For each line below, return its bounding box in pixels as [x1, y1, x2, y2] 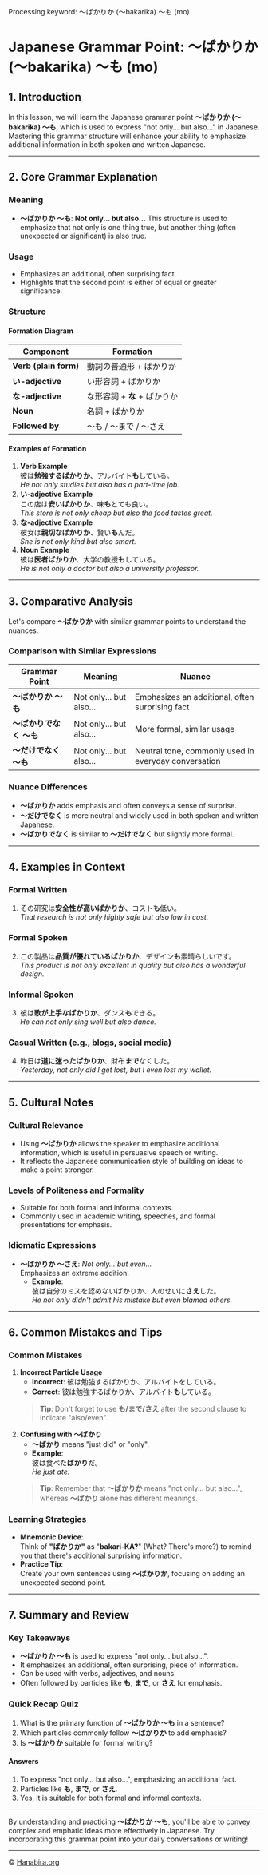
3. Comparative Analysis [8, 594, 133, 608]
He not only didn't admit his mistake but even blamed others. [31, 1295, 233, 1305]
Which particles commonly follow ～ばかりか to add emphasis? [19, 1728, 227, 1738]
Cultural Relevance [8, 1119, 84, 1130]
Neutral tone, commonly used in [135, 745, 255, 757]
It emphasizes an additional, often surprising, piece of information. [19, 1660, 238, 1670]
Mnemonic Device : [19, 1532, 84, 1542]
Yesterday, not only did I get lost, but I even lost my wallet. [19, 1065, 212, 1075]
